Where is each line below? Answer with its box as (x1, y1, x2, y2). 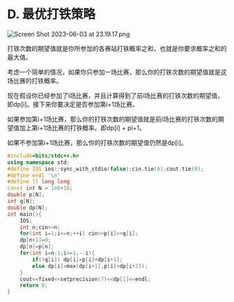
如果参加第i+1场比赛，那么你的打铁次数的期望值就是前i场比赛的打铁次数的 (7, 114, 218, 123)
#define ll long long (7, 179, 70, 186)
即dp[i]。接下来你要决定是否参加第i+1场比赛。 (7, 100, 139, 108)
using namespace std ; (7, 158, 70, 166)
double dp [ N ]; (7, 204, 49, 211)
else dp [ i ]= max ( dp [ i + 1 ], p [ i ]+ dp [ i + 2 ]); (32, 262, 148, 269)
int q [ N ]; (7, 198, 36, 205)
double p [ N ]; (7, 191, 45, 199)
